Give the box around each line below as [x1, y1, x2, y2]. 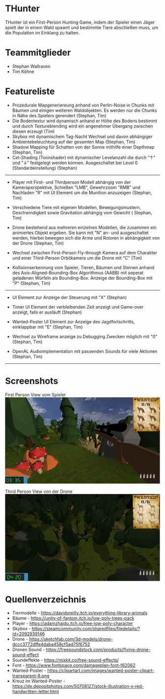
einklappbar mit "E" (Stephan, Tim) [12, 324, 83, 330]
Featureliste [5, 86, 55, 97]
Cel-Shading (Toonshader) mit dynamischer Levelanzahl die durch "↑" [12, 154, 156, 160]
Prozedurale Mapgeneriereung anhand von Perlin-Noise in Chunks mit [12, 102, 155, 108]
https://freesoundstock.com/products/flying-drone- [46, 647, 151, 653]
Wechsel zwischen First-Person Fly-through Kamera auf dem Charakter [12, 249, 158, 255]
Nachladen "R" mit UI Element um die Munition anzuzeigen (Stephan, [12, 189, 152, 195]
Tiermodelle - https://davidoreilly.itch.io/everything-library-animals [12, 610, 148, 616]
